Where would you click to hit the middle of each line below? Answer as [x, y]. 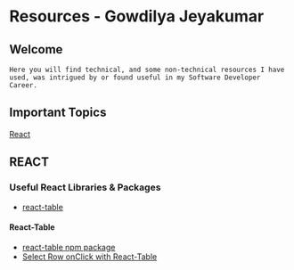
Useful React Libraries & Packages [85, 187]
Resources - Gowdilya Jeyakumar [137, 16]
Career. [24, 86]
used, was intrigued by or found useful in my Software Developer [135, 78]
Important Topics [58, 113]
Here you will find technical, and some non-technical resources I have [147, 70]
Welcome [36, 49]
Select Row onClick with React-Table [90, 257]
